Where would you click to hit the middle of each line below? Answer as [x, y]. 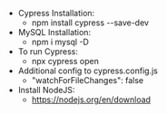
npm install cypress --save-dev [90, 23]
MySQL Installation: [54, 32]
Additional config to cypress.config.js [88, 71]
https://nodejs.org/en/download [91, 100]
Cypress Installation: [56, 13]
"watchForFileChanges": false [87, 80]
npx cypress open [65, 61]
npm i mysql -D [60, 42]
